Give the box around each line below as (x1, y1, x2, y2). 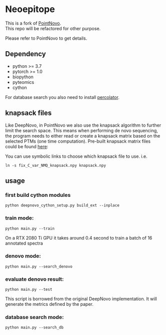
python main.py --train (5, 226, 55, 231)
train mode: (5, 214, 34, 221)
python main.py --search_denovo (5, 264, 72, 269)
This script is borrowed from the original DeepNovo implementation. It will (5, 296, 157, 302)
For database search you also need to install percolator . (5, 94, 120, 100)
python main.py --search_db (5, 325, 64, 330)
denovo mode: (5, 253, 41, 260)
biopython (12, 74, 34, 80)
